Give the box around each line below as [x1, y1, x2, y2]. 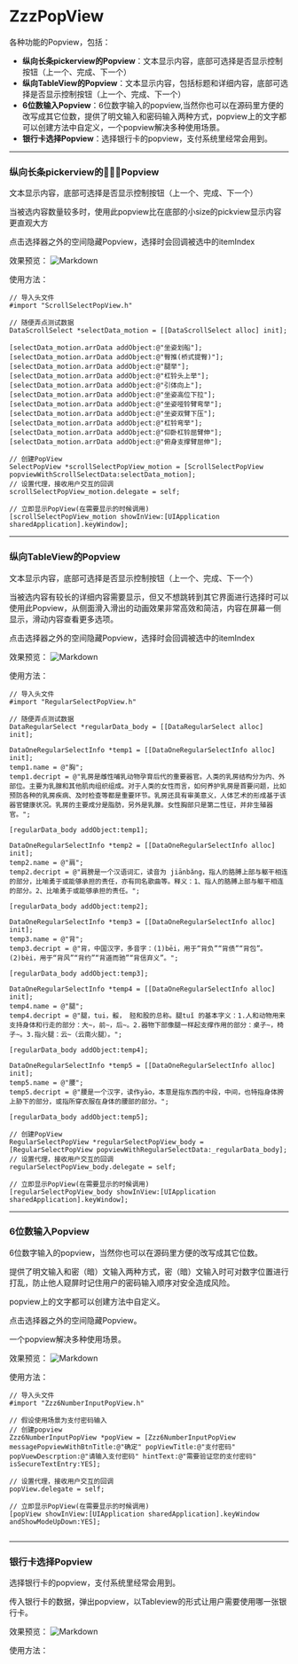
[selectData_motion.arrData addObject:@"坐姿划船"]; [9, 343, 203, 352]
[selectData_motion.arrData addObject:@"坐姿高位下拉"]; [9, 390, 216, 400]
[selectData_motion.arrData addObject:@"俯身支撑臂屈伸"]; [9, 437, 223, 447]
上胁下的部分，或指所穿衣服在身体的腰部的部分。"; [9, 1097, 169, 1106]
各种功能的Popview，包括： [9, 36, 111, 47]
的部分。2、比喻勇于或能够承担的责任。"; [9, 886, 140, 895]
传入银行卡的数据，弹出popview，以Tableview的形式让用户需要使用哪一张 [9, 1597, 279, 1607]
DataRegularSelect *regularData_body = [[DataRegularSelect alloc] [9, 722, 264, 731]
